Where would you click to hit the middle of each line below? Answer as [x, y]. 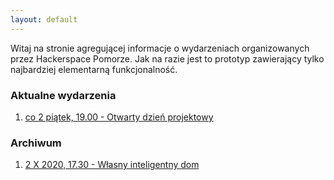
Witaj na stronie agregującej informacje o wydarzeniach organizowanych [160, 48]
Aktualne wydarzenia [63, 95]
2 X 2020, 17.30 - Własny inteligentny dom [112, 165]
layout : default [44, 19]
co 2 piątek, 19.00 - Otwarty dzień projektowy [119, 117]
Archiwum [36, 143]
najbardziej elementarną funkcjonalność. [94, 69]
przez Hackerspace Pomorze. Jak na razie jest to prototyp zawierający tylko [167, 58]
